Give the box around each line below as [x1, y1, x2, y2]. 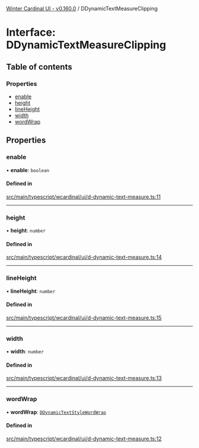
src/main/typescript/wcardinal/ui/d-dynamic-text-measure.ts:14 [6, 254, 162, 261]
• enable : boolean [6, 166, 50, 173]
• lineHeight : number [6, 287, 56, 295]
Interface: [6, 26, 56, 39]
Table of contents [6, 62, 72, 72]
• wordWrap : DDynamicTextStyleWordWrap [6, 408, 107, 415]
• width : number [6, 348, 44, 355]
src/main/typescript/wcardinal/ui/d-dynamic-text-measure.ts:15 [6, 314, 162, 321]
